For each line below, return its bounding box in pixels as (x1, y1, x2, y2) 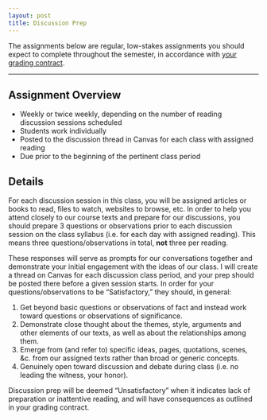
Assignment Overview (8, 88, 122, 102)
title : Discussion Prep (8, 19, 87, 27)
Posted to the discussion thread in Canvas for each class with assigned (19, 134, 253, 144)
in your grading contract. (8, 402, 90, 412)
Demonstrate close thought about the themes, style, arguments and (19, 320, 242, 329)
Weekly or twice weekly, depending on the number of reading (19, 109, 222, 119)
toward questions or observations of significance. (19, 311, 183, 321)
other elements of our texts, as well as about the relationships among (19, 328, 246, 338)
